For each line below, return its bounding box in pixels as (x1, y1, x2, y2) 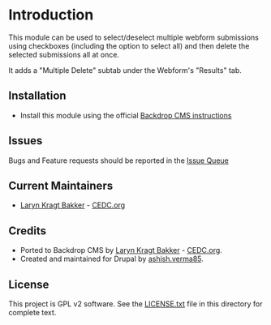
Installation (8, 89, 67, 103)
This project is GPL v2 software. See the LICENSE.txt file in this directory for (8, 299, 263, 309)
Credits (8, 224, 47, 237)
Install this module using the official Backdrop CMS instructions (19, 110, 232, 120)
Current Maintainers (8, 178, 114, 192)
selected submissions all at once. (8, 49, 120, 59)
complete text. (8, 308, 57, 317)
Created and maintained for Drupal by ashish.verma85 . (19, 254, 204, 264)
